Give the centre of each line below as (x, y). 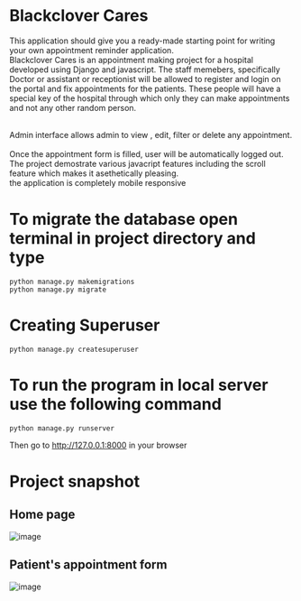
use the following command (116, 404)
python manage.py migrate (58, 290)
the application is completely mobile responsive (98, 182)
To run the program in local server (139, 385)
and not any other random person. (73, 107)
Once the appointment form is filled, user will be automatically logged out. (146, 153)
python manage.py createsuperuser (74, 349)
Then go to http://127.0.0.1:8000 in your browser (98, 445)
